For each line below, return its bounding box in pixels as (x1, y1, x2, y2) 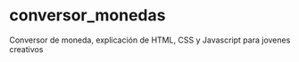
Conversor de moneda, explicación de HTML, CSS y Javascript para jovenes (9, 35, 291, 45)
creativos (9, 43, 44, 54)
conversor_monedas (9, 5, 166, 26)
